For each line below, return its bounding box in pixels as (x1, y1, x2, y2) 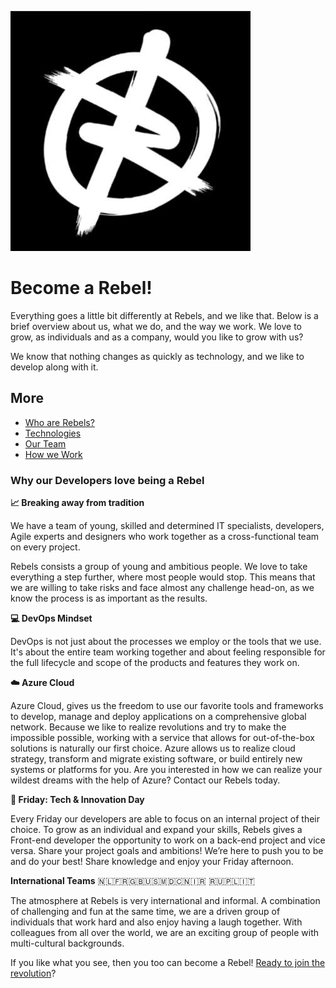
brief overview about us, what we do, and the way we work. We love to (10, 320, 302, 332)
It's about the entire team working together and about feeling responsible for (10, 646, 326, 658)
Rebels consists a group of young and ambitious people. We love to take (10, 561, 308, 573)
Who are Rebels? (24, 416, 95, 428)
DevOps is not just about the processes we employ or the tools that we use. (10, 636, 322, 648)
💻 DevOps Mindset (10, 612, 93, 625)
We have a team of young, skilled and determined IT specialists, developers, (10, 520, 325, 532)
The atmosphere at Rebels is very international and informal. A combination (10, 895, 321, 907)
